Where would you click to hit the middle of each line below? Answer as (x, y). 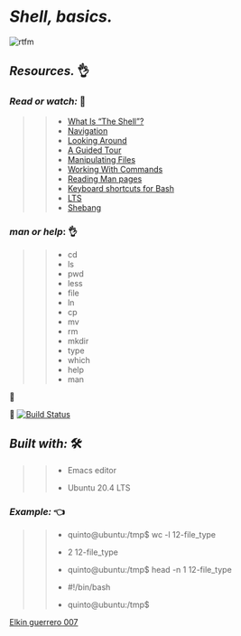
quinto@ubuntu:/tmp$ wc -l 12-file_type (142, 535)
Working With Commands (115, 169)
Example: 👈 (37, 511)
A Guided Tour (94, 150)
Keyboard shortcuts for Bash (120, 188)
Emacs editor (92, 470)
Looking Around (97, 140)
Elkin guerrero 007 (44, 622)
